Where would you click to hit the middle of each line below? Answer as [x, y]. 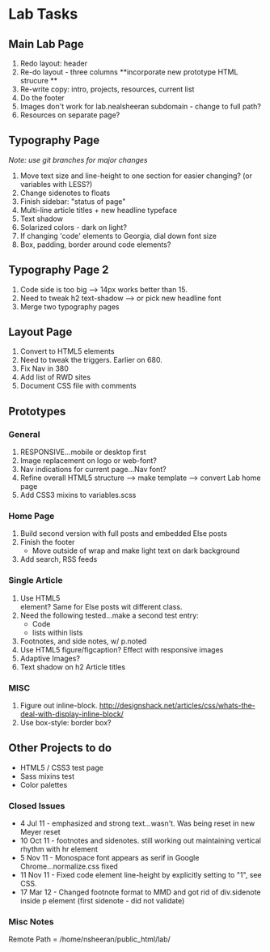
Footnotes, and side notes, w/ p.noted [83, 641]
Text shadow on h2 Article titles [73, 667]
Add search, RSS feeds [59, 559]
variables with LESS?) [56, 184]
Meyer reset [40, 832]
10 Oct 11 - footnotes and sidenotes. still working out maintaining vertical [140, 841]
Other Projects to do [60, 748]
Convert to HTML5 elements [67, 351]
